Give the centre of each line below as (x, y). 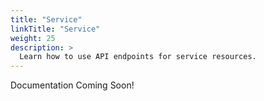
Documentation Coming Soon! (72, 85)
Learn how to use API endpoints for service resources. (138, 57)
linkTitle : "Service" (55, 29)
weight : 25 (33, 38)
